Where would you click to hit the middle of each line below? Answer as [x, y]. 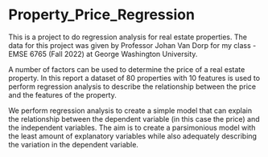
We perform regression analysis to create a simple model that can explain [130, 111]
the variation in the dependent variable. [74, 144]
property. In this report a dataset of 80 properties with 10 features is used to [134, 78]
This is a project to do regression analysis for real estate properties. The [128, 37]
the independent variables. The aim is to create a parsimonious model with [132, 127]
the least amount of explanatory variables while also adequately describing [133, 136]
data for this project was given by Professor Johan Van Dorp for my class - [132, 45]
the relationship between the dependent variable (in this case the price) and [134, 119]
